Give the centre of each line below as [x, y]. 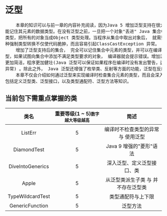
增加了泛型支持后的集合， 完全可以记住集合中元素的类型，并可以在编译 [89, 50]
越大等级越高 [77, 120]
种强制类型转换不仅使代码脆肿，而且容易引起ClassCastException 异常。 [83, 44]
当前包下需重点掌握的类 [41, 99]
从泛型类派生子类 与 [129, 180]
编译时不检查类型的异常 [132, 129]
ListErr [29, 133]
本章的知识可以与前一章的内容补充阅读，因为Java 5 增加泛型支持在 [86, 25]
